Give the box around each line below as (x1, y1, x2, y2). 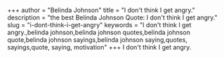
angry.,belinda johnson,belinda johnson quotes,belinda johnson (7, 28, 191, 36)
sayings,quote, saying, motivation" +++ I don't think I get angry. (7, 43, 192, 51)
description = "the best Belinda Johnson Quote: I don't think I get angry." (7, 13, 218, 22)
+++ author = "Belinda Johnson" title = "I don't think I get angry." (7, 6, 195, 14)
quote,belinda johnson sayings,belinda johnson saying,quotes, (7, 36, 187, 44)
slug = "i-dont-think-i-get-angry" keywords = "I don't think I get (7, 21, 192, 29)
